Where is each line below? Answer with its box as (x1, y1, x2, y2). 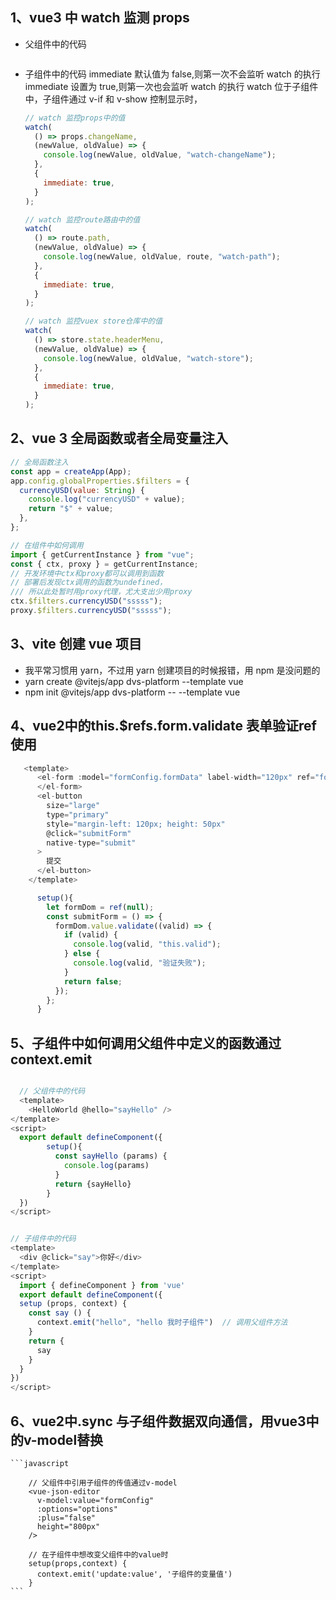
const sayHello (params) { (54, 1151, 168, 1162)
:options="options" (36, 1504, 118, 1514)
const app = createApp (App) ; (10, 466, 132, 477)
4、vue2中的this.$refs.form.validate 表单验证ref (10, 718, 317, 735)
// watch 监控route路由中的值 (24, 214, 141, 225)
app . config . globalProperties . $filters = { (10, 476, 190, 486)
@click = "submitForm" (46, 828, 132, 838)
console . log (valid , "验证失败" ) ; (73, 958, 207, 968)
